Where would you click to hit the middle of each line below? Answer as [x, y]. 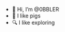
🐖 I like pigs [26, 16]
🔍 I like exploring [33, 22]
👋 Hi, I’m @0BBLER [36, 9]
